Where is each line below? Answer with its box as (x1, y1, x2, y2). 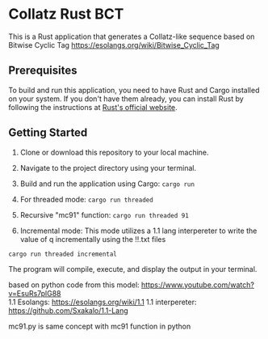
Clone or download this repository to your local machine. (19, 147, 209, 157)
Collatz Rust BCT (8, 5, 124, 23)
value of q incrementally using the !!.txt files (19, 234, 166, 244)
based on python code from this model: (8, 280, 140, 290)
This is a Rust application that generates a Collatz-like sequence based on (8, 32, 255, 41)
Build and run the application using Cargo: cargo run (19, 179, 195, 189)
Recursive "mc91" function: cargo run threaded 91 (19, 210, 190, 219)
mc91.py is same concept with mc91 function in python (8, 321, 191, 331)
